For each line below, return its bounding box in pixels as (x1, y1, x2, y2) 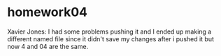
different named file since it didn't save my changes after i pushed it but (7, 34, 215, 43)
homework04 (7, 4, 87, 20)
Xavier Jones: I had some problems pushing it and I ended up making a (7, 27, 212, 36)
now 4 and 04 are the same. (7, 42, 89, 50)
